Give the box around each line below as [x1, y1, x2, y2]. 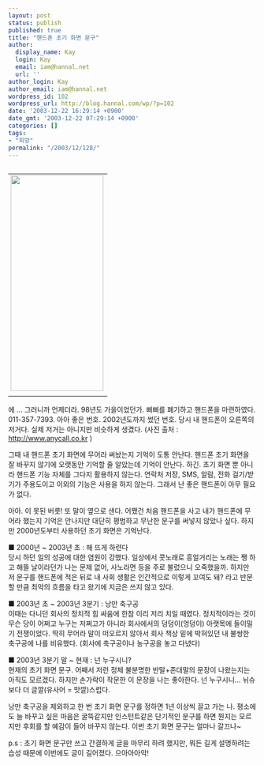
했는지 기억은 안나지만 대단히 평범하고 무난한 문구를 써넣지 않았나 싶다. [22, 516, 240, 526]
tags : [8, 129, 26, 137]
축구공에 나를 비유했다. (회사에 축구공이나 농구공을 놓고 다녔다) [8, 639, 201, 648]
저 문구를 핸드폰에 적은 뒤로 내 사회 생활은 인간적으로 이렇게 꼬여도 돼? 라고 [8, 572, 239, 582]
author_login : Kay [8, 77, 69, 85]
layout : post [8, 11, 51, 20]
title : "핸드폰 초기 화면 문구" [8, 33, 100, 42]
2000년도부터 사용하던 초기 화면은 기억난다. [16, 526, 152, 536]
